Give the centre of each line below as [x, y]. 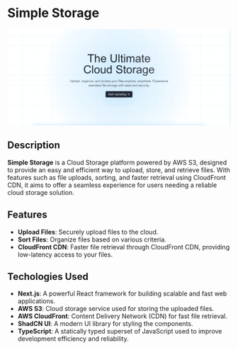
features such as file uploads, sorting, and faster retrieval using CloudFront [117, 177]
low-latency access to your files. [65, 254]
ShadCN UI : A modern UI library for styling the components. [105, 324]
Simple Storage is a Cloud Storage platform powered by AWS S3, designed [117, 162]
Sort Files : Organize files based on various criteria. [92, 239]
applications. [36, 301]
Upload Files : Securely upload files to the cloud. [88, 232]
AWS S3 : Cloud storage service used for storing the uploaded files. [116, 309]
